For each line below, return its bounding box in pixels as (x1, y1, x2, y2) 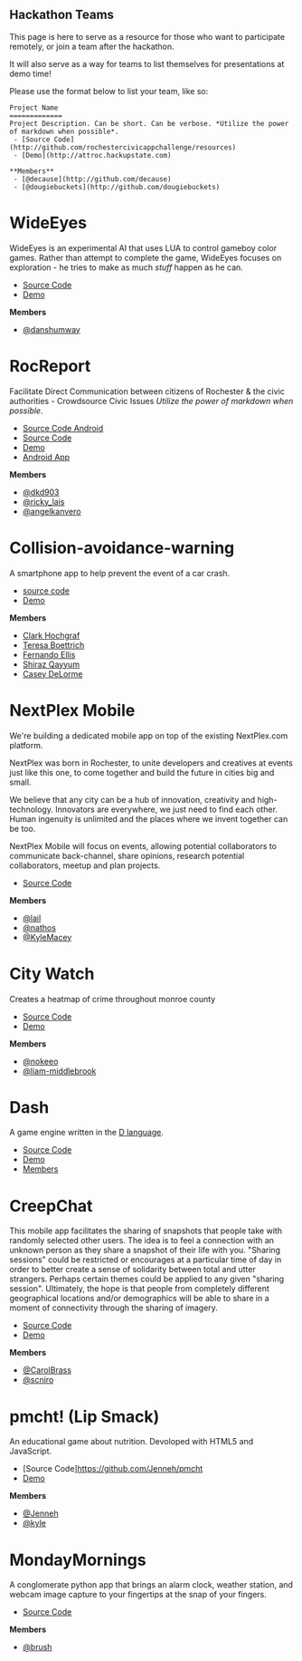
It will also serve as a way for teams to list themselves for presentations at (9, 58, 285, 69)
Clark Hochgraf (22, 630, 80, 641)
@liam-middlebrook (22, 1065, 97, 1077)
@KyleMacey (22, 932, 72, 942)
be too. (9, 823, 36, 834)
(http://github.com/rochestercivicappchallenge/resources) (9, 142, 237, 152)
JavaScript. (9, 1445, 52, 1457)
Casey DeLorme (22, 668, 83, 679)
